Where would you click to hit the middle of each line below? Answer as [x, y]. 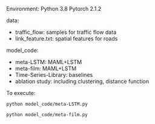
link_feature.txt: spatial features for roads [66, 38]
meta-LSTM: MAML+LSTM [48, 62]
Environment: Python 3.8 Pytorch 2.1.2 [54, 9]
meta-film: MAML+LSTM [46, 68]
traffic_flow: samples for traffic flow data [66, 32]
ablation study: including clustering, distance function [82, 81]
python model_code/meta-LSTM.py [47, 104]
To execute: [21, 93]
